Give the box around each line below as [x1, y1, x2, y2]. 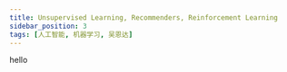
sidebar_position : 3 [9, 22, 88, 31]
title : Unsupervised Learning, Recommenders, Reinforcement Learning [9, 13, 279, 22]
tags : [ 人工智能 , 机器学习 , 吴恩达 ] [9, 30, 134, 39]
